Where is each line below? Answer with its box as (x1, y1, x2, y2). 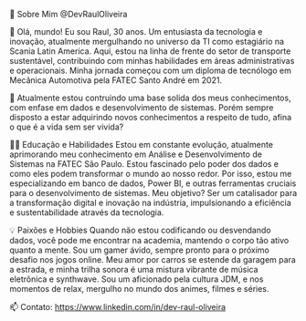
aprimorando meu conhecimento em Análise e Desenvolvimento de (9, 149, 263, 160)
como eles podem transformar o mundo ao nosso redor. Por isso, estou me (9, 169, 292, 179)
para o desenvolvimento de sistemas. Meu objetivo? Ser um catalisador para (9, 188, 298, 198)
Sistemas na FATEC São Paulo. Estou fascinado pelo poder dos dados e (9, 159, 280, 169)
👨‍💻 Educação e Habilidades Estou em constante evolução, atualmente (9, 140, 274, 150)
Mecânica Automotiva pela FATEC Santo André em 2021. (9, 75, 222, 86)
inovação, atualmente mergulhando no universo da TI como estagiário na (9, 36, 285, 47)
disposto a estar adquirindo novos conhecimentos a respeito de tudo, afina (9, 112, 292, 122)
